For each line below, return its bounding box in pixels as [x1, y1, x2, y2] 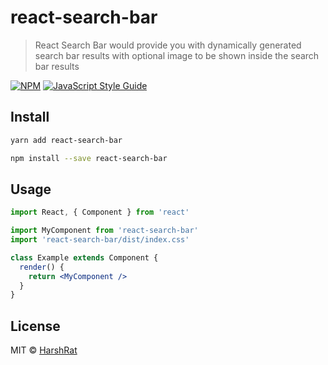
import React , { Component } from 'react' [10, 207, 190, 218]
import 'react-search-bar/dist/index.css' [10, 235, 190, 245]
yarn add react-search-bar [10, 135, 123, 145]
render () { [19, 262, 65, 272]
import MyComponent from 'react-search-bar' [10, 226, 199, 236]
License [10, 317, 61, 335]
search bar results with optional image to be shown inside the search [34, 49, 320, 61]
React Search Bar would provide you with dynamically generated [34, 39, 302, 51]
